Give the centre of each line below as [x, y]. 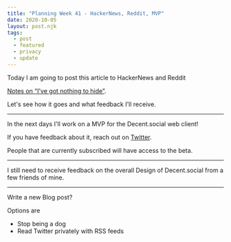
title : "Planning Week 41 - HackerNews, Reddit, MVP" [86, 13]
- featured [29, 45]
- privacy [27, 52]
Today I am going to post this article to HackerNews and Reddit [97, 77]
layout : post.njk [32, 26]
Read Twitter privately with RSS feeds [70, 231]
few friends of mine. [36, 177]
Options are [24, 210]
